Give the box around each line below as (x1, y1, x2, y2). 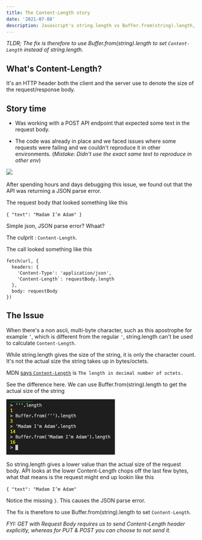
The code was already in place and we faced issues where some (14, 137, 176, 145)
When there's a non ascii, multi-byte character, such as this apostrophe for (6, 326, 192, 334)
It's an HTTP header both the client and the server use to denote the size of (6, 80, 194, 87)
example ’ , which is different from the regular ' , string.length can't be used (6, 333, 193, 340)
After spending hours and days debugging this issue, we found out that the (6, 181, 193, 188)
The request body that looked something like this (6, 199, 128, 206)
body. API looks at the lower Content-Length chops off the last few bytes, (6, 467, 189, 474)
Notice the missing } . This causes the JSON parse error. (6, 497, 146, 504)
